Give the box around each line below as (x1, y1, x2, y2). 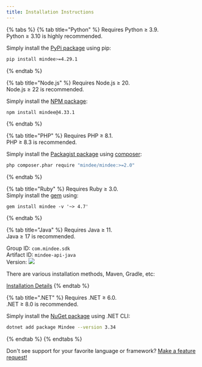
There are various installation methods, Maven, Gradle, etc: (6, 270, 156, 278)
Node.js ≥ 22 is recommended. (6, 85, 84, 93)
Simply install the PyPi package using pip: (6, 44, 112, 51)
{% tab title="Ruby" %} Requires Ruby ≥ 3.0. (6, 185, 118, 193)
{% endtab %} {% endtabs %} (6, 335, 82, 343)
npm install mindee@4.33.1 (6, 109, 75, 115)
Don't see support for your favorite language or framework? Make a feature (6, 347, 196, 355)
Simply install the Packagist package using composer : (6, 151, 142, 158)
